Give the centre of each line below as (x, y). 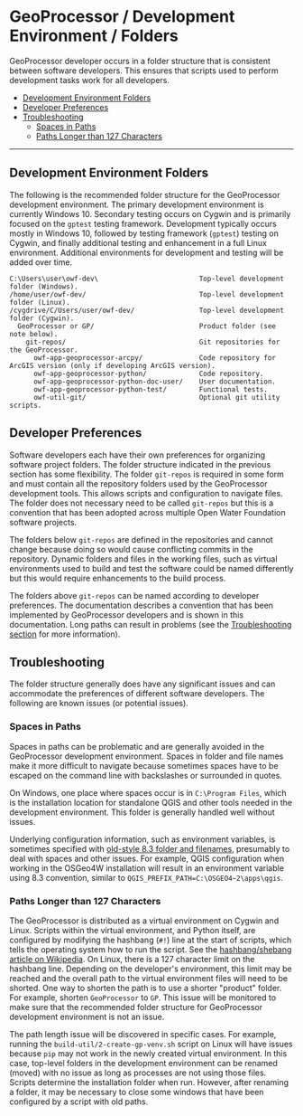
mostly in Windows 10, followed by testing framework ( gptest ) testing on (144, 233)
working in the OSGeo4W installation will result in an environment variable (147, 868)
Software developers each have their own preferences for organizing (138, 455)
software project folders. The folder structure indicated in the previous (140, 464)
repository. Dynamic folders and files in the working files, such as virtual (143, 559)
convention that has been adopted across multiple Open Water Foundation (147, 512)
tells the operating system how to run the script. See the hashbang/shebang (151, 949)
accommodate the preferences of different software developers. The (137, 694)
